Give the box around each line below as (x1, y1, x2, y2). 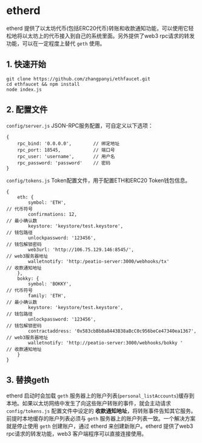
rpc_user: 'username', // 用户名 (17, 153, 115, 159)
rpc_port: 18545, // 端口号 (17, 147, 115, 153)
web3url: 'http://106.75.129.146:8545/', (28, 246, 135, 253)
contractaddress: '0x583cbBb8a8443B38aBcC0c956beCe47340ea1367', (28, 328, 197, 334)
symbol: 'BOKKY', (28, 281, 72, 287)
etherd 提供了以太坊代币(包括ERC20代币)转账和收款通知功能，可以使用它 (6, 24, 189, 32)
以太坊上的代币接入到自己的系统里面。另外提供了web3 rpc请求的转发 (22, 32, 195, 40)
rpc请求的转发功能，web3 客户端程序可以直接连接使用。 (6, 430, 147, 438)
